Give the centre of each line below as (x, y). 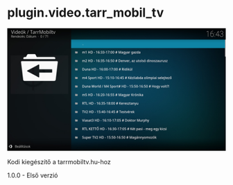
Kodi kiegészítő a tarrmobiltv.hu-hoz (59, 162)
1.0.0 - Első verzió (33, 175)
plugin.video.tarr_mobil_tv (86, 13)
